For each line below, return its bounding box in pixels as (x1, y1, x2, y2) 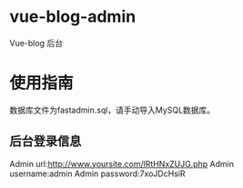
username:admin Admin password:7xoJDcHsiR (9, 168, 186, 179)
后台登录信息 (9, 134, 82, 149)
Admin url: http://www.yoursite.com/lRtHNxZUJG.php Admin (9, 158, 235, 169)
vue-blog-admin (9, 6, 137, 27)
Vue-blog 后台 (9, 37, 64, 48)
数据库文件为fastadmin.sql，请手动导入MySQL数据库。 (9, 104, 216, 115)
